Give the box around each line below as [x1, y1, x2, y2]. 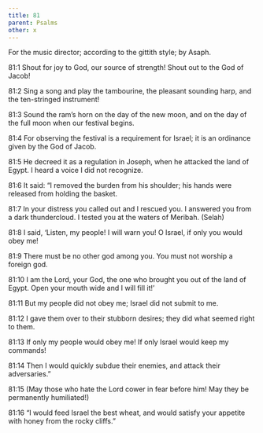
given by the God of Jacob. [8, 142, 97, 152]
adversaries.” [8, 369, 51, 379]
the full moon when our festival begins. [8, 119, 135, 128]
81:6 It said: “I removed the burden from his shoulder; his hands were [8, 181, 232, 190]
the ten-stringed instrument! [8, 95, 100, 105]
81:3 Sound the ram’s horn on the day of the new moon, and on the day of [8, 110, 247, 119]
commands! [8, 346, 47, 355]
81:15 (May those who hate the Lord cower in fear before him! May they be [8, 384, 250, 394]
